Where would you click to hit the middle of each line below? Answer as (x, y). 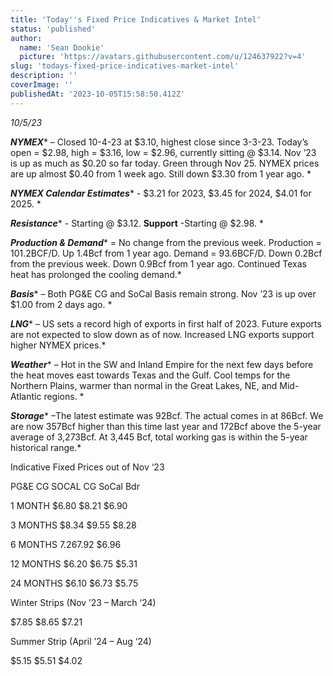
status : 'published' (53, 29)
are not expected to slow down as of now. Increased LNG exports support (162, 334)
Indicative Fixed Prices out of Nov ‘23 (87, 467)
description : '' (44, 76)
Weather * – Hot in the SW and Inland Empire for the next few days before (162, 364)
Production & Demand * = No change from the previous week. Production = (166, 242)
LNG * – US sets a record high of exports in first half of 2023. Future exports (166, 323)
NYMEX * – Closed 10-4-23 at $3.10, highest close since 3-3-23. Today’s (159, 142)
